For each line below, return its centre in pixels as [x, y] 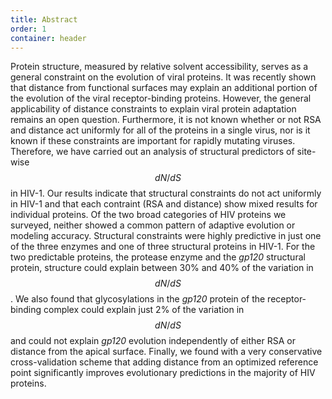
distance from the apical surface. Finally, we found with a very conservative [166, 352]
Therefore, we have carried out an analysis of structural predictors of [152, 152]
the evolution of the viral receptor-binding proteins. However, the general [161, 98]
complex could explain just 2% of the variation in [144, 310]
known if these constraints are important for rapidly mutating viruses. [153, 141]
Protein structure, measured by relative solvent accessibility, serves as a [159, 67]
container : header [48, 38]
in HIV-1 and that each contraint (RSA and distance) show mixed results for [164, 204]
